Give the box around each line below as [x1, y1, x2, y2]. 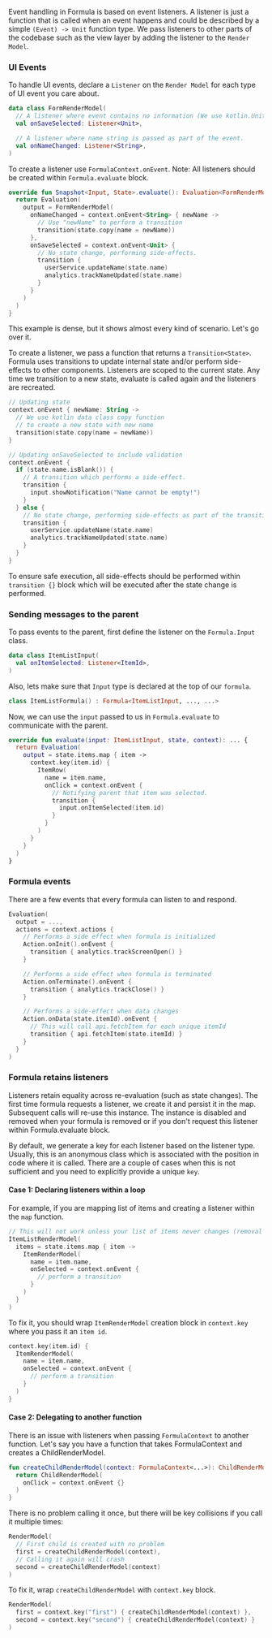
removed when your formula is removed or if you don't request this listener [8, 1116, 258, 1126]
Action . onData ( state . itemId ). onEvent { [23, 1015, 158, 1023]
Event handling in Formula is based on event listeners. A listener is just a [8, 7, 249, 16]
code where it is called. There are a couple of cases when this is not [8, 1157, 236, 1168]
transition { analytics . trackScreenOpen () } [29, 948, 183, 957]
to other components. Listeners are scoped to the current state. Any [33, 365, 261, 375]
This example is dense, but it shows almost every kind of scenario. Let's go [8, 324, 259, 334]
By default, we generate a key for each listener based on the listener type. [8, 1140, 256, 1150]
